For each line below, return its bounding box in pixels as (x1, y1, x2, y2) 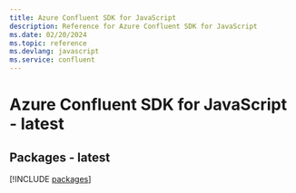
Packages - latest (9, 150, 111, 165)
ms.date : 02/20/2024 (9, 30, 88, 39)
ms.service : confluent (9, 55, 95, 64)
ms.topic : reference (9, 38, 88, 48)
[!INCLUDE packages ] (9, 174, 92, 184)
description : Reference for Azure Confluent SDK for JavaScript (9, 22, 258, 31)
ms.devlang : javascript (9, 47, 100, 56)
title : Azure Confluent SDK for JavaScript (9, 13, 177, 23)
